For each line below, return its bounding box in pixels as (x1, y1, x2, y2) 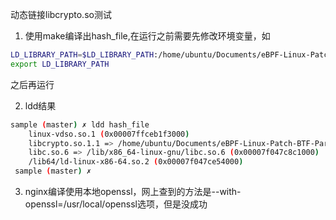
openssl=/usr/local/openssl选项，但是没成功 (24, 198, 208, 210)
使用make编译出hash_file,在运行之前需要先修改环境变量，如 (24, 30, 271, 42)
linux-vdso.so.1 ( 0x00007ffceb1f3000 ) (28, 129, 190, 139)
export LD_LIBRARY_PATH (10, 59, 110, 69)
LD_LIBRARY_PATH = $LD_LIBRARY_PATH (10, 50, 155, 60)
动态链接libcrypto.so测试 (10, 9, 112, 20)
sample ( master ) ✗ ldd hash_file (10, 119, 150, 130)
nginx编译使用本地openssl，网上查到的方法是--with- (24, 186, 242, 197)
